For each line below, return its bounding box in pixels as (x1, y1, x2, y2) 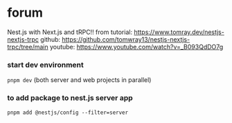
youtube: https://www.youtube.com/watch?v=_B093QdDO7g (49, 42, 224, 51)
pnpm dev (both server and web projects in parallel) (7, 76, 152, 84)
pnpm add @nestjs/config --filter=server (7, 109, 129, 116)
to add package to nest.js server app (7, 93, 133, 103)
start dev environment (7, 60, 84, 69)
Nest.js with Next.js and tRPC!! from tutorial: (7, 28, 133, 36)
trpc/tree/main (7, 42, 48, 51)
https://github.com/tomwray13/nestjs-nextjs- (62, 35, 190, 43)
